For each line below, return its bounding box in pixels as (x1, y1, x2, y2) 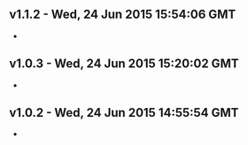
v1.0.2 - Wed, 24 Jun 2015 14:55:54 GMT (9, 105, 239, 120)
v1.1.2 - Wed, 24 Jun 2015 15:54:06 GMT (9, 7, 236, 22)
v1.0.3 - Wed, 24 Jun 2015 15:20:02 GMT (9, 57, 239, 72)
